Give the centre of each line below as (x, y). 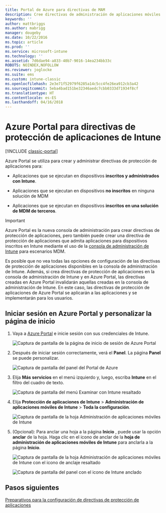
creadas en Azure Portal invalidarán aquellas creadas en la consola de (77, 282)
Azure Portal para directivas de (70, 127)
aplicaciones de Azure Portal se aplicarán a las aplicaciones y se (71, 293)
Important (15, 221)
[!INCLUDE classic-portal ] (31, 151)
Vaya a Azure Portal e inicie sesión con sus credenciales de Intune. (81, 333)
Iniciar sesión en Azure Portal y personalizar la (79, 314)
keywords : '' (19, 19)
